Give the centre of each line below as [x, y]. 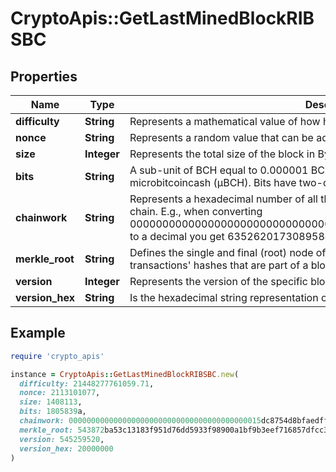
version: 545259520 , [62, 439]
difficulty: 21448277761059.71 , [87, 383]
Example [38, 333]
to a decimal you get [177, 236]
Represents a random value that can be [221, 137]
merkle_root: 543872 [62, 430]
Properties [44, 76]
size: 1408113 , [51, 402]
